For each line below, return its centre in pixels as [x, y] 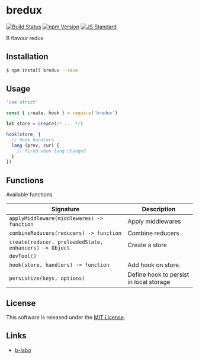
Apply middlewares [154, 221]
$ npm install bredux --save [42, 70]
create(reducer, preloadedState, [56, 242]
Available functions [29, 195]
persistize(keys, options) [47, 278]
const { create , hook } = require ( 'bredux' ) [62, 113]
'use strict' [22, 102]
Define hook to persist [158, 274]
